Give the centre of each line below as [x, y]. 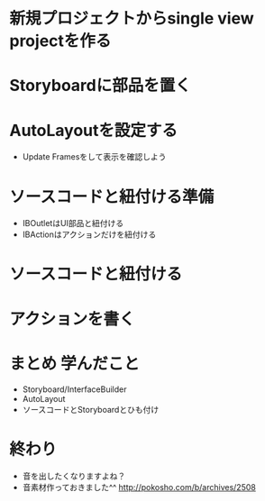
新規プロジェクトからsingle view [132, 18]
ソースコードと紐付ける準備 [112, 197]
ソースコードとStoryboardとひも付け [91, 409]
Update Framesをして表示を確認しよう [94, 157]
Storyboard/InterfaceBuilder [74, 389]
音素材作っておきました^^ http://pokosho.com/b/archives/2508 [139, 487]
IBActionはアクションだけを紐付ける [89, 234]
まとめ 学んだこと [74, 364]
